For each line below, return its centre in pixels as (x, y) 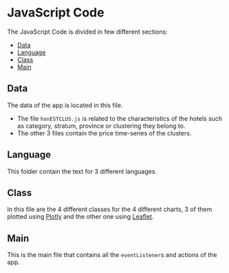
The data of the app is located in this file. (65, 105)
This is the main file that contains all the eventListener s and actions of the (112, 255)
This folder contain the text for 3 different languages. (82, 171)
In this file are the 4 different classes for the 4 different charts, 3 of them (110, 209)
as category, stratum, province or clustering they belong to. (101, 126)
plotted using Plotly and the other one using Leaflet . (80, 217)
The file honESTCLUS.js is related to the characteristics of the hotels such (120, 118)
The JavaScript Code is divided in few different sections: (87, 32)
